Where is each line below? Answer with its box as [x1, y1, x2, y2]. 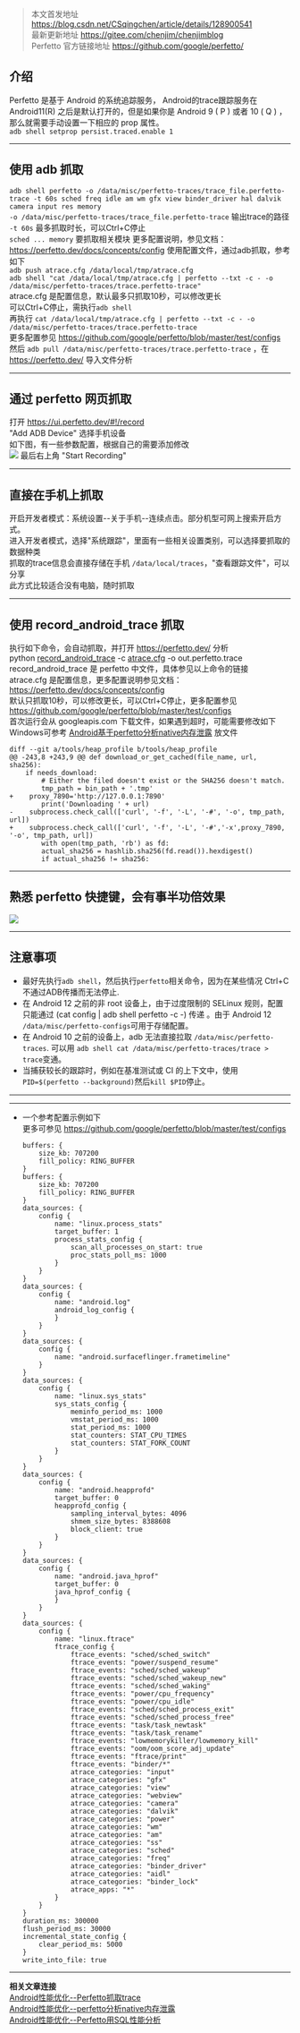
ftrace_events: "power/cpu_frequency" [70, 1689, 215, 1698]
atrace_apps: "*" [70, 1884, 136, 1894]
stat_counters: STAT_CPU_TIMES [70, 1431, 187, 1439]
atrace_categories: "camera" [70, 1798, 179, 1807]
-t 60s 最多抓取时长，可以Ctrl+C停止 [9, 222, 146, 233]
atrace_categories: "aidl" [70, 1869, 171, 1878]
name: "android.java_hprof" [54, 1571, 159, 1581]
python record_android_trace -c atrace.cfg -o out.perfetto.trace [9, 653, 243, 663]
